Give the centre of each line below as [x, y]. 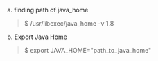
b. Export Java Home [37, 37]
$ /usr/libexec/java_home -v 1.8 [69, 23]
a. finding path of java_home [48, 10]
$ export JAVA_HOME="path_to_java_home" [88, 50]
